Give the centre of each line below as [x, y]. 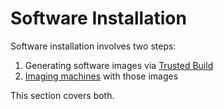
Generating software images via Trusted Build [119, 65]
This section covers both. [62, 95]
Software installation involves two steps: [93, 46]
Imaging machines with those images [101, 76]
